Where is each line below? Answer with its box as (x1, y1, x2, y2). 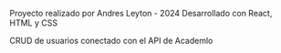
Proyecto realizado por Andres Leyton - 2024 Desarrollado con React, (9, 8, 273, 18)
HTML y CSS (9, 17, 57, 28)
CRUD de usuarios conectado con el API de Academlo (9, 36, 213, 46)
